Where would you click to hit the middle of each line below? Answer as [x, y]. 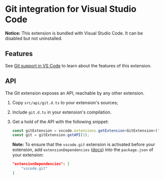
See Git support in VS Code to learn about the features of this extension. [78, 65]
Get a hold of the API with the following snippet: [60, 121]
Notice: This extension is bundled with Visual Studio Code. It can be [74, 33]
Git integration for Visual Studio [71, 9]
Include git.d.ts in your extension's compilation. [62, 112]
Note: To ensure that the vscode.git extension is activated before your [84, 145]
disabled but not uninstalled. [34, 38]
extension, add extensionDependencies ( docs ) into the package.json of [83, 150]
